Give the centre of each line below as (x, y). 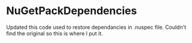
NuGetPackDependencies (72, 11)
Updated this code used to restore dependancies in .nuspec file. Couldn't (96, 27)
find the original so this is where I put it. (55, 33)
